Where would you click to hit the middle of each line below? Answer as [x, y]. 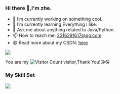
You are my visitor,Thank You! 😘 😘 [57, 62]
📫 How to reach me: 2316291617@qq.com [57, 35]
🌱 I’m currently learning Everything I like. [55, 24]
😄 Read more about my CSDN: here [50, 43]
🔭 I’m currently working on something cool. [57, 19]
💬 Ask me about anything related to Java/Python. [64, 30]
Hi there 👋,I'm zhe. [29, 8]
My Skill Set [20, 75]
